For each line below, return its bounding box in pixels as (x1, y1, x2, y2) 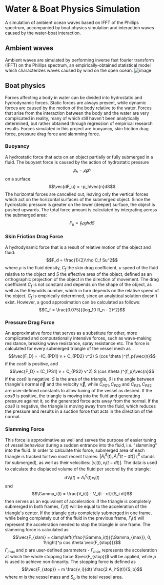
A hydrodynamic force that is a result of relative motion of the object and (5, 244, 151, 250)
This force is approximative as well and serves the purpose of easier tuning (5, 437, 156, 443)
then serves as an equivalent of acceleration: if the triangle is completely (5, 499, 151, 504)
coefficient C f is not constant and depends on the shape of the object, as (5, 282, 152, 288)
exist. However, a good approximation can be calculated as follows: (5, 299, 141, 305)
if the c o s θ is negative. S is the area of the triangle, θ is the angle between (5, 376, 155, 382)
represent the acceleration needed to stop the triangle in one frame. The (5, 521, 150, 527)
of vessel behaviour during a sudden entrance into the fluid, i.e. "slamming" (5, 442, 157, 448)
